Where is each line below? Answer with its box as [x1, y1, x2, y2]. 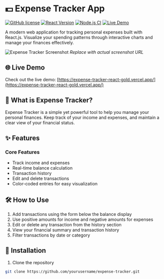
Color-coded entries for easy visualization [12, 181, 98, 187]
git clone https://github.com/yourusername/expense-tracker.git [5, 269, 140, 274]
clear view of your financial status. [5, 119, 75, 126]
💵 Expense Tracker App [5, 3, 105, 14]
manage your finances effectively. [5, 39, 74, 45]
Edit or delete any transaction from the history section [12, 222, 122, 228]
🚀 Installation [5, 246, 46, 255]
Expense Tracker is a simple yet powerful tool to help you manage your [5, 109, 149, 115]
